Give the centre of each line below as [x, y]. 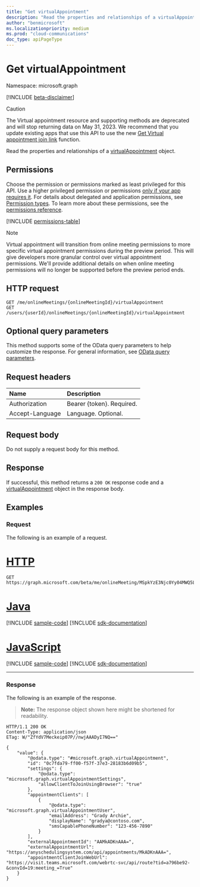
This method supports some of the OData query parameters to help [89, 345]
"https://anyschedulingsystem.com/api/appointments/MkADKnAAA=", [89, 852]
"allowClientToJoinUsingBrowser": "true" [90, 784]
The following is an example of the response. [61, 698]
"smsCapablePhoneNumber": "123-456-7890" [101, 826]
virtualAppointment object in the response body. [65, 488]
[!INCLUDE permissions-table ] [43, 221]
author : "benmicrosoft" [36, 23]
